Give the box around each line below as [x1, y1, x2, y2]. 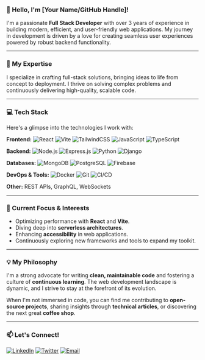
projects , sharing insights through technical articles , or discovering [25, 303, 197, 310]
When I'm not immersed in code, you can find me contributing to [6, 297, 169, 304]
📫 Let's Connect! [6, 331, 60, 339]
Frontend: [6, 135, 32, 143]
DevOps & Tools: [6, 171, 49, 178]
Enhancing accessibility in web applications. [15, 231, 128, 238]
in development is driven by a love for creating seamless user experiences [6, 32, 193, 40]
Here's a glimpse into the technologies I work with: [6, 124, 134, 131]
